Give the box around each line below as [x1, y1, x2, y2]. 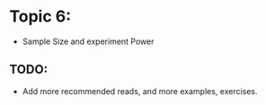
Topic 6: [9, 6, 72, 27]
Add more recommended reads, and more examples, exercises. [22, 85, 258, 96]
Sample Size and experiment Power [22, 36, 155, 47]
